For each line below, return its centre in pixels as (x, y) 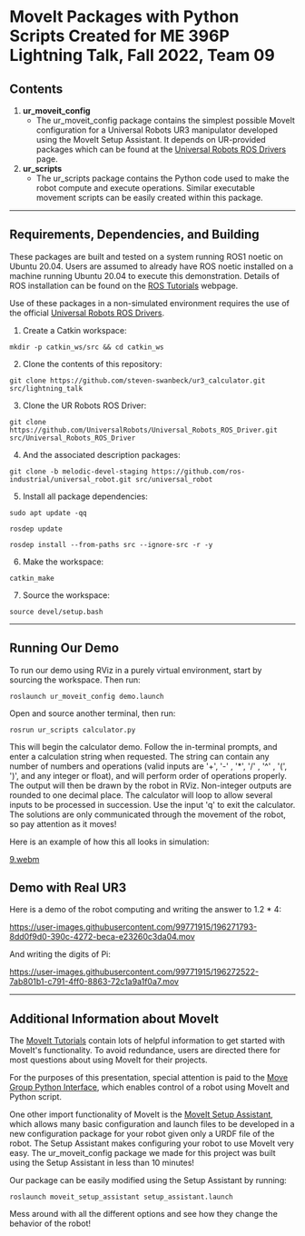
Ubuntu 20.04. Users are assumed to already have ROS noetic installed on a (151, 266)
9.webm (25, 859)
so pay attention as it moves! (63, 823)
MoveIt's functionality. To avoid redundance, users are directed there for (145, 1051)
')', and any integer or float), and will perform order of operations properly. (148, 775)
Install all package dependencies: (85, 496)
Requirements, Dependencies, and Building (135, 235)
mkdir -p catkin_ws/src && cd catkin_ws (87, 347)
